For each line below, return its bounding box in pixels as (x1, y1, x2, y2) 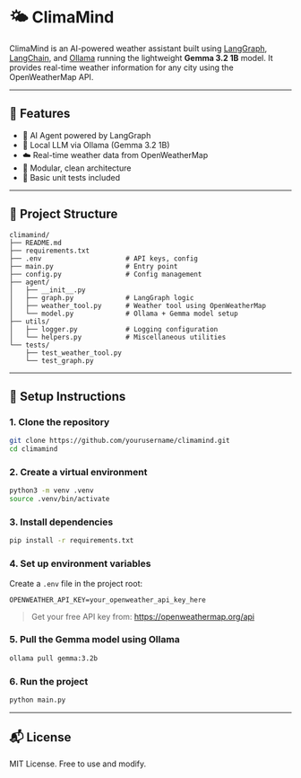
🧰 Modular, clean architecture (21, 163, 132, 173)
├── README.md (9, 238, 63, 247)
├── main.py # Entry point (9, 261, 178, 270)
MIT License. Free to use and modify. (9, 758, 147, 769)
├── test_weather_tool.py (25, 348, 123, 358)
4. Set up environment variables (9, 558, 151, 570)
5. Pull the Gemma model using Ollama (9, 633, 181, 646)
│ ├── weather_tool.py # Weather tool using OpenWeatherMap (9, 301, 267, 310)
